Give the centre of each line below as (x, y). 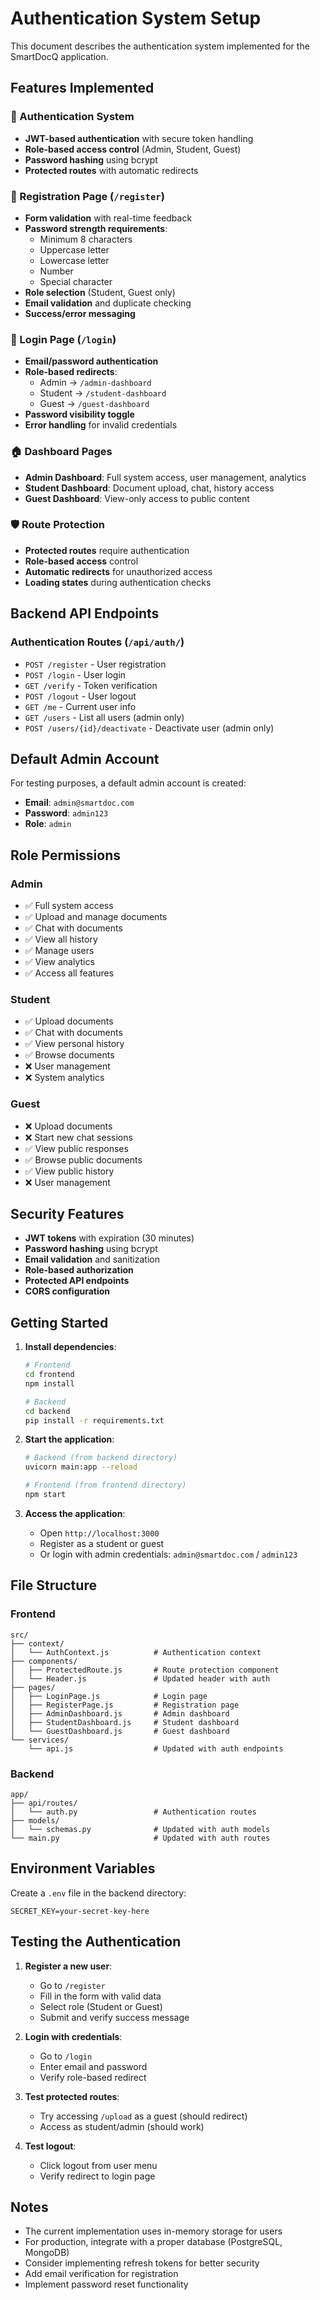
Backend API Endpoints (85, 613)
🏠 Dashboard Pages (61, 452)
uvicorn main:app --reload (81, 1467)
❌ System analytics (64, 1078)
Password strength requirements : (96, 228)
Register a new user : (68, 1966)
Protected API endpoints (77, 1281)
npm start (45, 1495)
